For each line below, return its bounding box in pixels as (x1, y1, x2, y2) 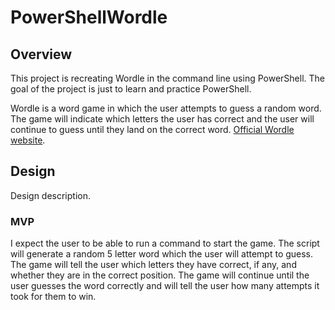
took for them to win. (10, 291, 97, 303)
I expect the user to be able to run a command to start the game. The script (10, 237, 320, 250)
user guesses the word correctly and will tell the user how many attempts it (10, 280, 320, 292)
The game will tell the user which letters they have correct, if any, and (10, 259, 297, 271)
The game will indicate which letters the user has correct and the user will (10, 113, 315, 125)
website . (10, 134, 46, 146)
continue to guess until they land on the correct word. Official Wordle (10, 124, 295, 135)
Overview (10, 46, 73, 63)
